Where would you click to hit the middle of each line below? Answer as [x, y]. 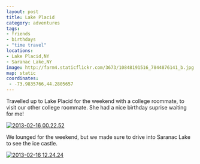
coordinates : [22, 78]
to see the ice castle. [32, 143]
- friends [19, 34]
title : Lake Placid [31, 17]
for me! [15, 114]
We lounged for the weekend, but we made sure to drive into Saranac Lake [98, 137]
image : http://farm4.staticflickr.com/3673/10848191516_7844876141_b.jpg [100, 67]
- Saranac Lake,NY [29, 62]
